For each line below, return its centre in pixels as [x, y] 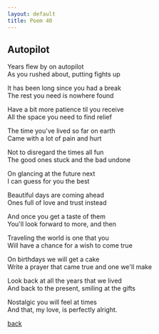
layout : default [31, 14]
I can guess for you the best [48, 181]
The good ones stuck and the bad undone [69, 160]
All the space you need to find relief [60, 117]
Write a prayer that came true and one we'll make [79, 267]
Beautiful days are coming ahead [56, 195]
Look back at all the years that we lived [65, 281]
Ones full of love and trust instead [57, 203]
